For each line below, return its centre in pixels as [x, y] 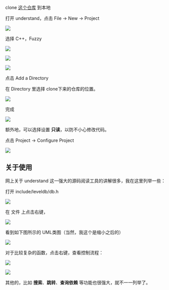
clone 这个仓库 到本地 [28, 7]
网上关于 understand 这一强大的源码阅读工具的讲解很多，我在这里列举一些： [86, 181]
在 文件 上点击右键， [27, 212]
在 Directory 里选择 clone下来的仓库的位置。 [52, 89]
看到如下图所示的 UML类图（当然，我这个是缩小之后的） [64, 232]
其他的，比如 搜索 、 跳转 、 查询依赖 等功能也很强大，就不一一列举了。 [78, 282]
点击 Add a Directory [27, 78]
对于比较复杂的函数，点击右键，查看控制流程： [54, 252]
